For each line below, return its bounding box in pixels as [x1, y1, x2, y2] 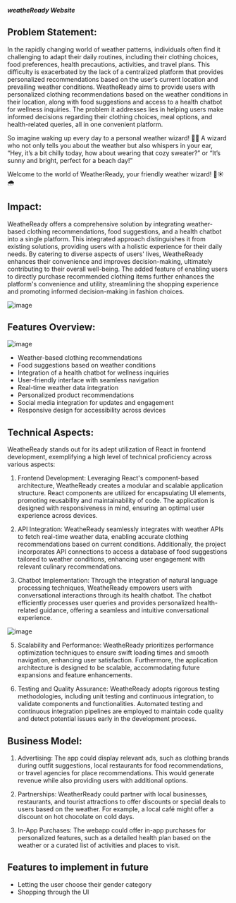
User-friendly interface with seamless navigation [17, 376, 159, 384]
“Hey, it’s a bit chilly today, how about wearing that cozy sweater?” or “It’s [7, 148, 221, 157]
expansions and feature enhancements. [17, 671, 133, 679]
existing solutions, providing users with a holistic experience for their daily [7, 242, 223, 250]
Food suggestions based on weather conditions [17, 361, 156, 370]
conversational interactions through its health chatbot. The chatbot [17, 591, 211, 600]
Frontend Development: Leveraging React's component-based [17, 474, 199, 483]
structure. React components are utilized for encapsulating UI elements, [17, 489, 227, 497]
